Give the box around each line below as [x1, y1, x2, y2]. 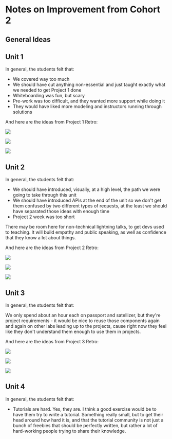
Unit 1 [5, 52, 24, 61]
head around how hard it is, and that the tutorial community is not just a [12, 417, 164, 423]
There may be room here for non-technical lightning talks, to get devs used [5, 224, 164, 230]
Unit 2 [5, 163, 25, 171]
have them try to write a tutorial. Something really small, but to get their [12, 411, 163, 417]
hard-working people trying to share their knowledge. [12, 428, 126, 434]
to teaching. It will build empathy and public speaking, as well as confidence [5, 229, 167, 235]
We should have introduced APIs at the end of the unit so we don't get [12, 197, 162, 204]
